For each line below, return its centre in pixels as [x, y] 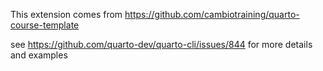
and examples [39, 55]
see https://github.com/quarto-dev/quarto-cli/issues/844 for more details [161, 44]
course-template [45, 25]
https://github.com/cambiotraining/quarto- [212, 14]
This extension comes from [66, 14]
